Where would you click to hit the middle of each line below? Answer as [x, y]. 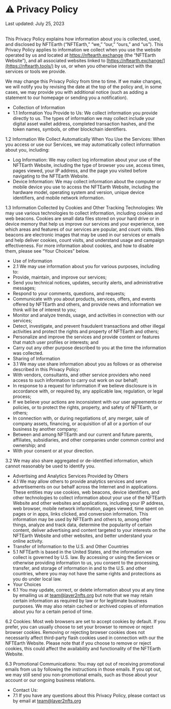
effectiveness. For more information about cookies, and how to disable [80, 246]
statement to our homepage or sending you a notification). [67, 97]
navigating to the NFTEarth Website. [51, 176]
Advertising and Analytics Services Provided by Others [70, 476]
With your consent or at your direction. [53, 451]
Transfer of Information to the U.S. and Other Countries [71, 546]
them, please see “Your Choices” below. [47, 251]
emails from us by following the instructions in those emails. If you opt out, [83, 669]
